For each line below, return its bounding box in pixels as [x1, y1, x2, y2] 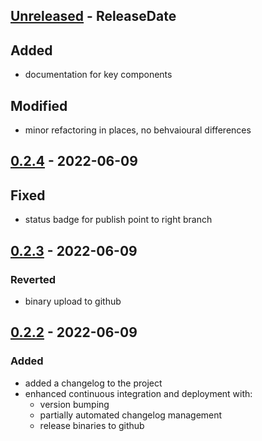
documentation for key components [24, 69, 173, 81]
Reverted [10, 272, 57, 286]
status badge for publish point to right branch [24, 214, 213, 226]
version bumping [39, 398, 110, 410]
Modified [10, 97, 68, 114]
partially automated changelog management [39, 409, 223, 421]
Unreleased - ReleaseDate [10, 8, 177, 25]
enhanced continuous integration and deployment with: [24, 387, 253, 399]
